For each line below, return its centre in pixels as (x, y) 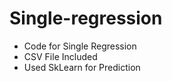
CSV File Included (60, 56)
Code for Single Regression (80, 46)
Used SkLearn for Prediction (82, 67)
